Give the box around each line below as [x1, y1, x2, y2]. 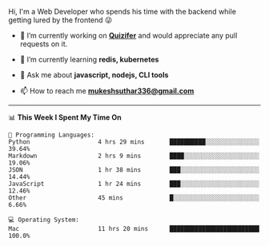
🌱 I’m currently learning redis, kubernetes [19, 55, 159, 64]
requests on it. [19, 39, 68, 49]
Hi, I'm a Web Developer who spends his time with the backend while [8, 7, 236, 16]
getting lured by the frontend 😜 [8, 15, 113, 25]
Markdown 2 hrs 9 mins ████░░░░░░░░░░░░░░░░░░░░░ [8, 152, 260, 160]
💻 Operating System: [8, 216, 80, 224]
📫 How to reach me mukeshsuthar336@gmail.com [19, 86, 195, 95]
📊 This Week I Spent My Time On [8, 113, 122, 122]
